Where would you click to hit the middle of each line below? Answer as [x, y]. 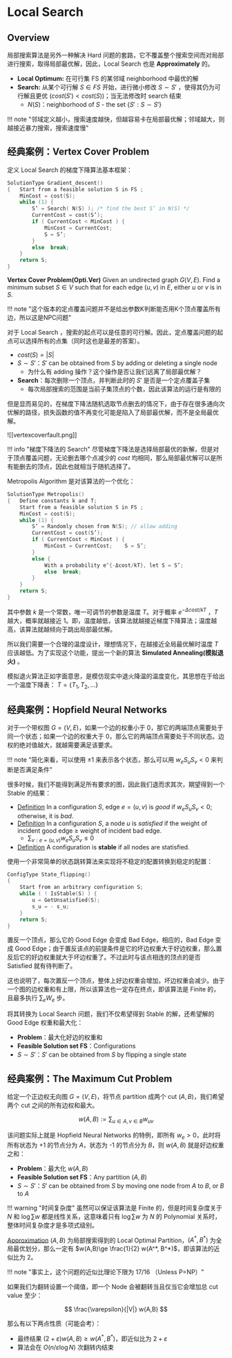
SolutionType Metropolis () [46, 495]
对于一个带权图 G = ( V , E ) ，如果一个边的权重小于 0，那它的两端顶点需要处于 [115, 727]
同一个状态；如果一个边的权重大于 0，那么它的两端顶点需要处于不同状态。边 [116, 737]
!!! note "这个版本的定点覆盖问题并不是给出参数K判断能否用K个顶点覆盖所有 [114, 309]
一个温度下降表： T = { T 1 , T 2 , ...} [53, 685]
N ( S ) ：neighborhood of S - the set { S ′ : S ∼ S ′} [95, 104]
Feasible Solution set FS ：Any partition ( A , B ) [82, 1177]
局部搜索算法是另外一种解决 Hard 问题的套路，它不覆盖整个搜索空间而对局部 [116, 55]
